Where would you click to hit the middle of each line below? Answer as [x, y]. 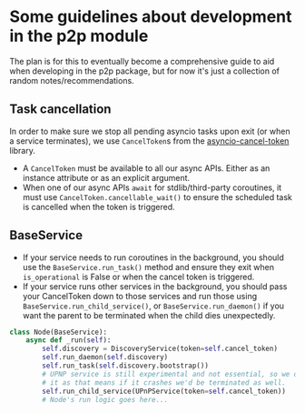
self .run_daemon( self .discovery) [105, 358]
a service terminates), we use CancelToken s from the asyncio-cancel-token [149, 141]
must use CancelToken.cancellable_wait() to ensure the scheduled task [157, 196]
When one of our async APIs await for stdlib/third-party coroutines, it [152, 187]
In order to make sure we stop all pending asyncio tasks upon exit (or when [150, 131]
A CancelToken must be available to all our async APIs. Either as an [146, 168]
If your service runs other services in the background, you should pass [155, 286]
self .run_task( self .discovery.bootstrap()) [125, 366]
